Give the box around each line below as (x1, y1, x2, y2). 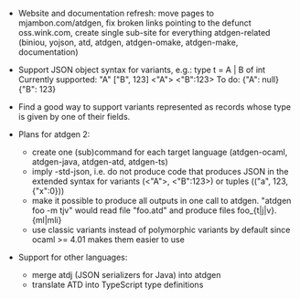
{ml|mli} (31, 215, 62, 225)
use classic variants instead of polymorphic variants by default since (31, 224, 291, 235)
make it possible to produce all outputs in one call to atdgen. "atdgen (31, 196, 292, 206)
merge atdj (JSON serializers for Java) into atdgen (31, 270, 221, 280)
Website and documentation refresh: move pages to (17, 8, 215, 18)
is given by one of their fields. (17, 112, 131, 122)
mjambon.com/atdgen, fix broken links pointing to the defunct (17, 17, 252, 28)
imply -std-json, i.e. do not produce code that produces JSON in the (31, 166, 289, 176)
